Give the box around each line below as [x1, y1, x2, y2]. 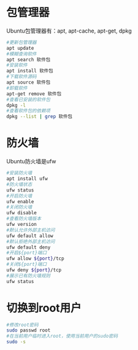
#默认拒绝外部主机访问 [6, 238, 55, 244]
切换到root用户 [6, 301, 82, 315]
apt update [6, 45, 34, 51]
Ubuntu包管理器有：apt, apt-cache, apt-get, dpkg [6, 27, 132, 34]
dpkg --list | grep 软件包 [6, 114, 72, 120]
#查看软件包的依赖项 [6, 108, 51, 114]
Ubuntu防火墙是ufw [6, 158, 56, 165]
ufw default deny [6, 244, 51, 251]
